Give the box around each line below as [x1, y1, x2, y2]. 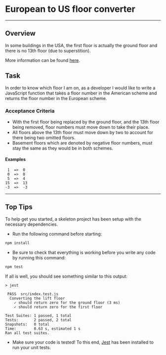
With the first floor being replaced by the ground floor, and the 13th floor [12, 119, 160, 125]
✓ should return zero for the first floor [14, 304, 103, 309]
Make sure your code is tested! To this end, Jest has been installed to [12, 339, 154, 345]
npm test [5, 264, 23, 269]
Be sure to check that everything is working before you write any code [12, 249, 156, 255]
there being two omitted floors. [12, 135, 76, 141]
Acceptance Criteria [5, 107, 55, 114]
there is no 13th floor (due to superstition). [5, 48, 91, 53]
